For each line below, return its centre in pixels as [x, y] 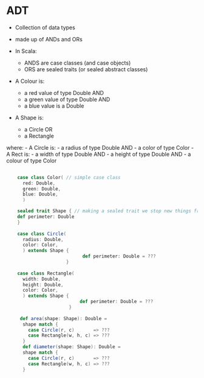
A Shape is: [29, 117]
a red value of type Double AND [64, 93]
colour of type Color [32, 160]
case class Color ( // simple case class [69, 177]
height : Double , [43, 285]
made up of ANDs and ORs [49, 39]
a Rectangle [39, 136]
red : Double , [39, 183]
